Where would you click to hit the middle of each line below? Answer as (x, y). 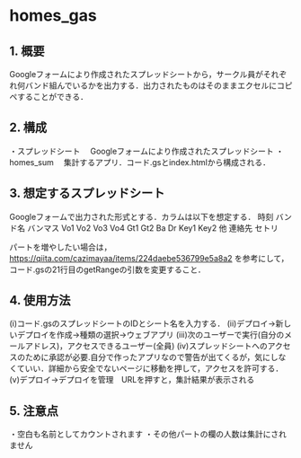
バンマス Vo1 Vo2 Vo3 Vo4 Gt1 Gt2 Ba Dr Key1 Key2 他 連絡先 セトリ (152, 228)
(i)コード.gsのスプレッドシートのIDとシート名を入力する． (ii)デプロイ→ (142, 323)
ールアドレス (33, 346)
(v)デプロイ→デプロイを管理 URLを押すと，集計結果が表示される (132, 380)
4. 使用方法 (40, 300)
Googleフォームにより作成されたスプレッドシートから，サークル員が (136, 74)
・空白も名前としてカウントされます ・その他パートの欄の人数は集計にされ (148, 434)
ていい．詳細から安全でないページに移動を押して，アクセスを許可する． (150, 368)
